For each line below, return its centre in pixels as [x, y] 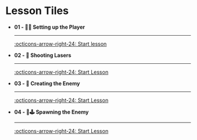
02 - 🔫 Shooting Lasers [43, 55]
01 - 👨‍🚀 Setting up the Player [49, 27]
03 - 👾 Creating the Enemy [47, 83]
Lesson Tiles [37, 11]
